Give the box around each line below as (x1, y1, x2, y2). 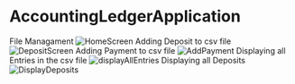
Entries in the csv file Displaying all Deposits (9, 55, 246, 65)
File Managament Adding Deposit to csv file (9, 36, 232, 46)
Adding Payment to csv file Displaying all (75, 45, 286, 55)
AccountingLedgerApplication (9, 6, 241, 27)
